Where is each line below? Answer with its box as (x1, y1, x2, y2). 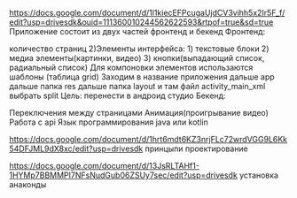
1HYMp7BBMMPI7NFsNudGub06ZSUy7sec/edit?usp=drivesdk (9, 170, 238, 180)
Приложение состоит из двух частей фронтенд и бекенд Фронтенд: (9, 27, 266, 36)
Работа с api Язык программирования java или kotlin (9, 117, 208, 127)
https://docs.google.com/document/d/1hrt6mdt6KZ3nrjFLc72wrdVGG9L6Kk (9, 134, 288, 144)
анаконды (9, 179, 47, 189)
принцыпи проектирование (145, 143, 248, 154)
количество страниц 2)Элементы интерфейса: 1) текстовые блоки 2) (9, 43, 270, 54)
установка (238, 170, 279, 180)
